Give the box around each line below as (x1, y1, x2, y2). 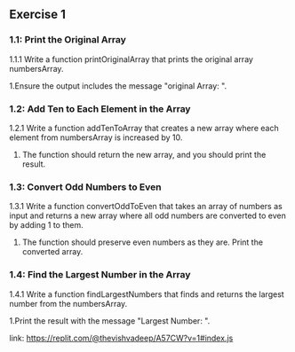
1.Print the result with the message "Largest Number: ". (9, 315, 211, 326)
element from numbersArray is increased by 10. (9, 132, 183, 143)
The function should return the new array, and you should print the (21, 149, 267, 160)
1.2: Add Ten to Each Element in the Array (9, 102, 191, 114)
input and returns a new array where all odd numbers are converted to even (9, 210, 287, 221)
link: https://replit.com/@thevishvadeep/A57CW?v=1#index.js (9, 332, 234, 343)
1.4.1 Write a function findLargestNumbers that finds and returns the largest (9, 288, 284, 300)
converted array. (21, 246, 84, 257)
